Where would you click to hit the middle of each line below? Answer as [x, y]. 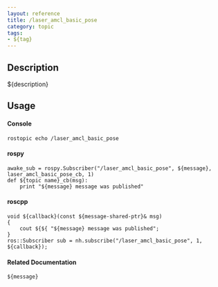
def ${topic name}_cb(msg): [48, 180]
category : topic [30, 26]
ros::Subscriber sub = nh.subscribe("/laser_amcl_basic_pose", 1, [105, 241]
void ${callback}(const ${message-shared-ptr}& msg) [85, 216]
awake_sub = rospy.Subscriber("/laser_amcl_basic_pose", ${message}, [110, 168]
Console [20, 123]
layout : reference [34, 14]
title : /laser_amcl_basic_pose [52, 20]
